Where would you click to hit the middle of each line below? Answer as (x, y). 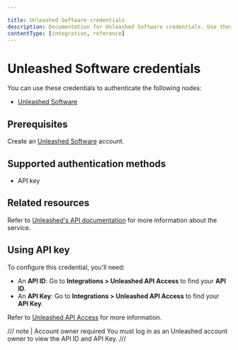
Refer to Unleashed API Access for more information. (85, 317)
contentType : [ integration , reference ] (66, 33)
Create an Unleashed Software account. (66, 141)
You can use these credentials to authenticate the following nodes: (104, 88)
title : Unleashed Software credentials (66, 20)
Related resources (49, 203)
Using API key (39, 250)
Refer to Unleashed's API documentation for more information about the (112, 220)
